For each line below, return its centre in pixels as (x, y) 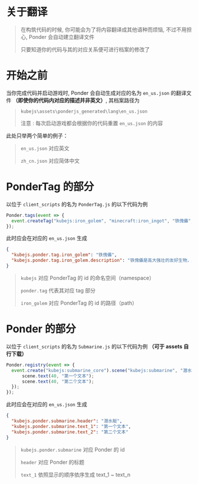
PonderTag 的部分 (50, 187)
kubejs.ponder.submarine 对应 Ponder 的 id (72, 449)
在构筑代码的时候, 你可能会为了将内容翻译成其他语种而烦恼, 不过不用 (103, 29)
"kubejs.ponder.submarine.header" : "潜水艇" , (67, 421)
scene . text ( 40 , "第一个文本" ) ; (58, 376)
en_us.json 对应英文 (45, 148)
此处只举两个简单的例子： (37, 136)
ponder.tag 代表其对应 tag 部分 (58, 290)
